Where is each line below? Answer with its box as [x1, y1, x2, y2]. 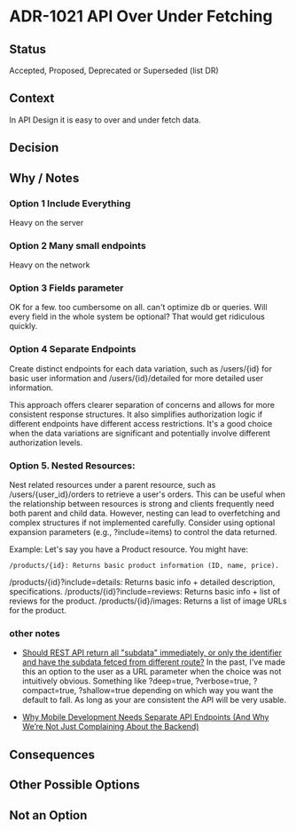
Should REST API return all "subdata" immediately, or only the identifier [21, 647, 282, 659]
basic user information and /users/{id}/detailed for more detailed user [9, 372, 264, 383]
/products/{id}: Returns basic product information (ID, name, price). [9, 562, 279, 571]
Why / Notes [9, 171, 80, 186]
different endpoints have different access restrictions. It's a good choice [9, 418, 273, 428]
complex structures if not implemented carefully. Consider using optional [9, 517, 276, 528]
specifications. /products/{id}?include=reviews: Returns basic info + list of [9, 587, 281, 597]
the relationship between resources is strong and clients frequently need [9, 499, 275, 509]
